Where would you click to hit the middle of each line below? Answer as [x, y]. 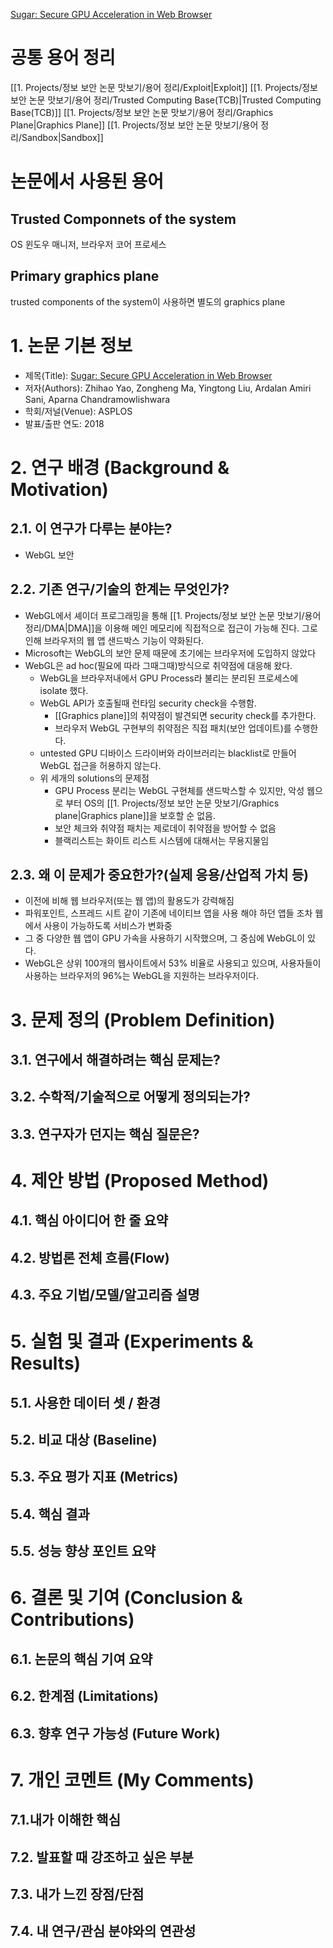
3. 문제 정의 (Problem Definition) [143, 1020]
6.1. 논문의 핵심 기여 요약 [81, 1659]
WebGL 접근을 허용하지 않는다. [100, 765]
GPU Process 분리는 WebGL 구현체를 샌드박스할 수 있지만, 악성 [179, 790]
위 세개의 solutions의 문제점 [94, 778]
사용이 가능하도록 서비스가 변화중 [108, 926]
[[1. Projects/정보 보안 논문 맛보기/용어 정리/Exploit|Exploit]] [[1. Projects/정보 [164, 87]
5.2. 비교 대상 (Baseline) [84, 1440]
